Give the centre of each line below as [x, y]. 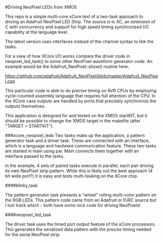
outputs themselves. [25, 106]
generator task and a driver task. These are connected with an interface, [77, 141]
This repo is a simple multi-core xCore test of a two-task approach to [74, 16]
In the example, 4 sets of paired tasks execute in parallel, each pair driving [79, 166]
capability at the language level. [37, 32]
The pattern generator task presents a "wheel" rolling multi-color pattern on [81, 195]
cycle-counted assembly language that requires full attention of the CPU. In [81, 96]
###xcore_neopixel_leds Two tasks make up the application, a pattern [75, 135]
